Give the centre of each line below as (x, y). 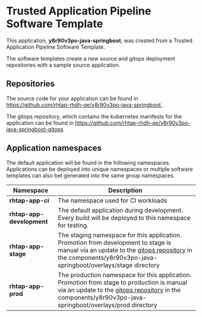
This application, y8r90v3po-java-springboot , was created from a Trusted (99, 40)
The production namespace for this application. (125, 275)
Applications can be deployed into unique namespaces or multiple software (100, 169)
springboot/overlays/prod (94, 305)
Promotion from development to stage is (115, 242)
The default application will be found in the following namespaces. (88, 162)
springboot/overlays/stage (96, 265)
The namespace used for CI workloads (112, 200)
